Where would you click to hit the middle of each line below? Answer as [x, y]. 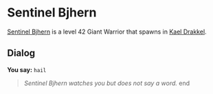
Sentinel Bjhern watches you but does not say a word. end [107, 83]
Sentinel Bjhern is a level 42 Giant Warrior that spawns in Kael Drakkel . [107, 32]
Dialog [21, 53]
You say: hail [27, 69]
